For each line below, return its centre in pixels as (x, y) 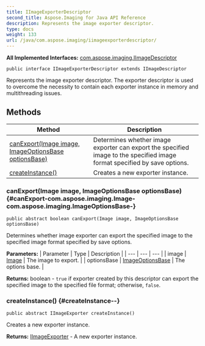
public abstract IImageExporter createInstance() (71, 314)
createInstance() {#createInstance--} (63, 301)
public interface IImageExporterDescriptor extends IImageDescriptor (97, 69)
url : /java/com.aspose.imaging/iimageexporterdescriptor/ (81, 40)
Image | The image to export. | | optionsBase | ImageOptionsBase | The (95, 261)
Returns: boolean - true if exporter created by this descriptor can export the (103, 279)
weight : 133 (21, 35)
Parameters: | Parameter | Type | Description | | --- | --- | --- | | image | (96, 254)
